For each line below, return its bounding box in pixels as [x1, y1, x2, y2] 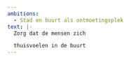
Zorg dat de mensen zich [13, 29, 86, 37]
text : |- [7, 23, 33, 30]
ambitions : [7, 10, 39, 17]
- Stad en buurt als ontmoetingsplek [13, 17, 124, 24]
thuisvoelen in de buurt [13, 43, 86, 50]
